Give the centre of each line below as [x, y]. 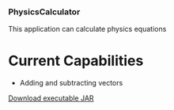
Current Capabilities [76, 61]
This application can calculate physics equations [87, 29]
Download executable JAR [51, 98]
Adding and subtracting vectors [71, 83]
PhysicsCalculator [44, 12]
